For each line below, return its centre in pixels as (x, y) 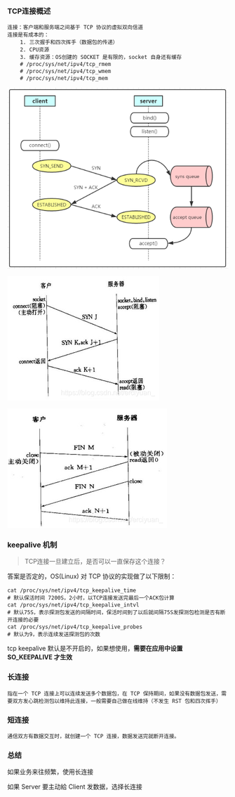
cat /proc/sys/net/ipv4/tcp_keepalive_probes (75, 627)
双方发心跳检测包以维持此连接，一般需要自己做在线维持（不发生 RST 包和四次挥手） (117, 701)
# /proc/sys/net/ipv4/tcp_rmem (66, 65)
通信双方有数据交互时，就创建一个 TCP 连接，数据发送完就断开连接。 (94, 736)
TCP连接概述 (29, 11)
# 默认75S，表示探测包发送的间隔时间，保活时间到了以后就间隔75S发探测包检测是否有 (114, 613)
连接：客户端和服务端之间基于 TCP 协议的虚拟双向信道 (75, 27)
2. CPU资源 (35, 50)
